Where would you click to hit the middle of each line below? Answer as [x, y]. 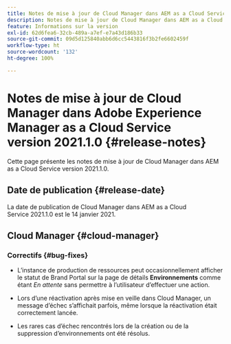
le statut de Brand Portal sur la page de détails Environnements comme [119, 278]
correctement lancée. [47, 313]
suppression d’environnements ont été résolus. [83, 334]
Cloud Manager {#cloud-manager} [83, 236]
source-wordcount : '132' [43, 52]
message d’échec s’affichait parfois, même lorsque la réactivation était [117, 305]
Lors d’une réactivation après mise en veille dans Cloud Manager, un [114, 298]
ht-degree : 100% [30, 58]
